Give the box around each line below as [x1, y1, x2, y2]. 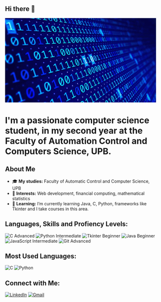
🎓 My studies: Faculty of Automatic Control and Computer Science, [12, 178, 150, 184]
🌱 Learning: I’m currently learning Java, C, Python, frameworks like [12, 201, 147, 206]
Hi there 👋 [5, 5, 35, 13]
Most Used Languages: [5, 252, 77, 260]
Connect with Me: [5, 279, 60, 287]
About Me [5, 165, 35, 173]
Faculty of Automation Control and [5, 135, 147, 146]
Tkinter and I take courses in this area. [12, 206, 89, 212]
